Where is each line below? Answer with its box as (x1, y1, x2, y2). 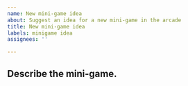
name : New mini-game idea (7, 10, 82, 17)
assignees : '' (7, 36, 49, 43)
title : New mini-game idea (7, 23, 85, 30)
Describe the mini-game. (7, 67, 117, 80)
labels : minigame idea (7, 29, 73, 37)
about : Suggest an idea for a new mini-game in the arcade (7, 17, 182, 24)
